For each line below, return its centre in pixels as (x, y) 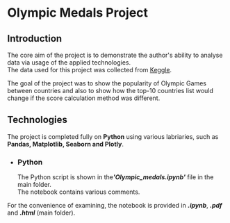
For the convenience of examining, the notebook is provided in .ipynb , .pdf (115, 206)
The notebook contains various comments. (79, 192)
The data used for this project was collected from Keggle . (90, 70)
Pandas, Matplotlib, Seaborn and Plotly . (65, 144)
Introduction (35, 39)
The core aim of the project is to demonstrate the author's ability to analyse (115, 55)
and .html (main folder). (41, 213)
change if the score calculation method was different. (84, 98)
